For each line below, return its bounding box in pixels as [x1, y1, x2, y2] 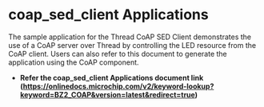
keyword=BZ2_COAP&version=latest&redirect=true [19, 89, 195, 99]
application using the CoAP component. [8, 57, 139, 67]
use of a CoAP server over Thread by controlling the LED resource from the [8, 40, 257, 50]
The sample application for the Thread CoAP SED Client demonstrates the [8, 32, 252, 42]
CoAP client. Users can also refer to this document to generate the [8, 49, 228, 58]
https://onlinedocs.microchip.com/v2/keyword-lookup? [22, 81, 214, 91]
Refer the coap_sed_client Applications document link [19, 73, 204, 82]
